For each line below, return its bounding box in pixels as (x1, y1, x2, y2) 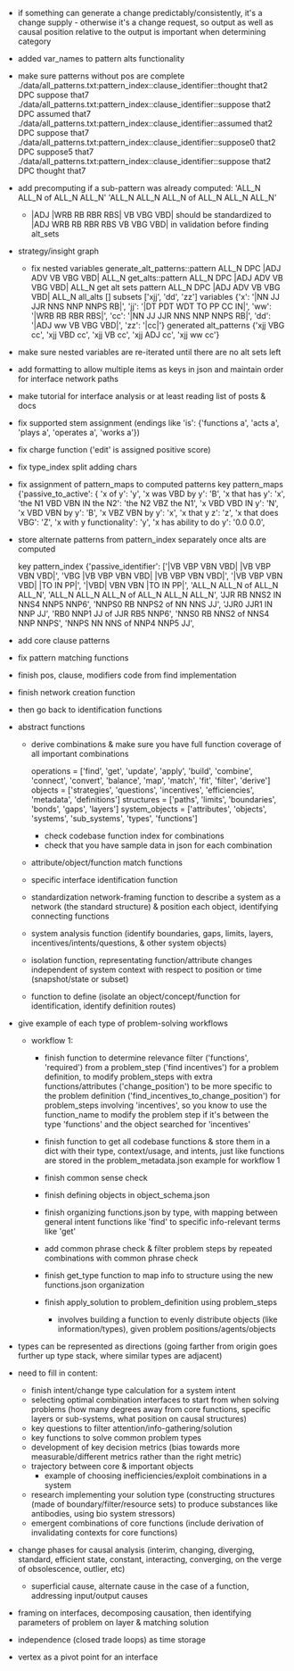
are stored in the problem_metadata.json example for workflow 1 (44, 1155, 281, 1166)
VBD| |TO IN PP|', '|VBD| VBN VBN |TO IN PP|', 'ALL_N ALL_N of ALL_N (17, 580, 279, 590)
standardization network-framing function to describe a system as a (30, 892, 281, 902)
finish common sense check (44, 1173, 149, 1183)
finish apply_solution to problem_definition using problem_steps (44, 1297, 278, 1307)
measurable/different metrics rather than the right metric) (30, 1451, 242, 1462)
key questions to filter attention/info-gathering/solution (30, 1423, 233, 1434)
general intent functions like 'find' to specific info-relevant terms (44, 1217, 281, 1226)
